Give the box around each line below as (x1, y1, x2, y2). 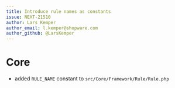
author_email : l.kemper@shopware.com (6, 25, 98, 31)
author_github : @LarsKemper (6, 31, 75, 36)
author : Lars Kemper (6, 19, 57, 25)
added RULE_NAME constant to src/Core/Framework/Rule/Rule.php (14, 75, 170, 82)
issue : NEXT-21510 (6, 14, 51, 20)
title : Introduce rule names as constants (6, 8, 111, 15)
